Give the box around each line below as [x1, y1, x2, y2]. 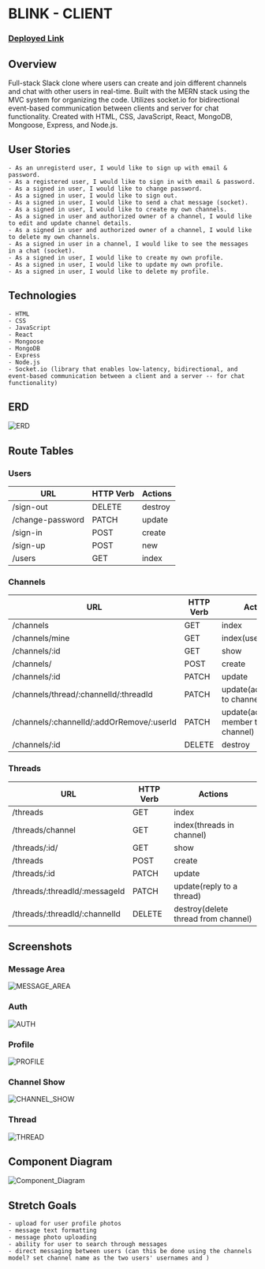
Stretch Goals [8, 1199, 77, 1212]
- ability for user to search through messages [8, 1241, 168, 1248]
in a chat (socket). [8, 246, 77, 255]
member [222, 717, 253, 728]
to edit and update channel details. [8, 219, 132, 227]
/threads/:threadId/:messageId [12, 885, 125, 897]
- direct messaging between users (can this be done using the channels [8, 1248, 252, 1256]
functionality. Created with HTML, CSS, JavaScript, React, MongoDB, [8, 111, 233, 121]
